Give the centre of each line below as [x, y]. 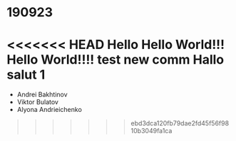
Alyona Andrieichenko [50, 110]
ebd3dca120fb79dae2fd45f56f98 [180, 123]
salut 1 [26, 75]
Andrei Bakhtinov [42, 95]
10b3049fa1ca [152, 131]
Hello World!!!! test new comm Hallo [116, 60]
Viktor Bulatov [37, 102]
